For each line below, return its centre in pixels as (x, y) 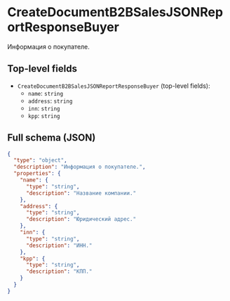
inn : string (44, 108)
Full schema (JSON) (52, 138)
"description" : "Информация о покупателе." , (80, 167)
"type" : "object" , (41, 160)
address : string (50, 101)
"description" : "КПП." (59, 271)
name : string (46, 93)
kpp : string (44, 115)
